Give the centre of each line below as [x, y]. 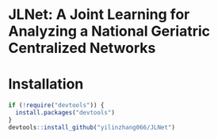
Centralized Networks [82, 48]
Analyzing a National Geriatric [109, 31]
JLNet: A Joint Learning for [99, 15]
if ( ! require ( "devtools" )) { [56, 105]
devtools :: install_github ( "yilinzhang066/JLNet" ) [92, 127]
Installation [46, 84]
